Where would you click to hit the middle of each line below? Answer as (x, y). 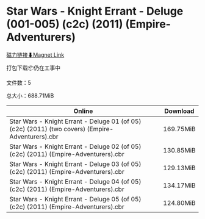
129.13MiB (179, 168)
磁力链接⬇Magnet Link (35, 55)
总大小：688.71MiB (30, 95)
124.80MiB (179, 203)
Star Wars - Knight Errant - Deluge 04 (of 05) (75, 181)
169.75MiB (179, 129)
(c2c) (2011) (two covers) (48, 129)
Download (179, 111)
